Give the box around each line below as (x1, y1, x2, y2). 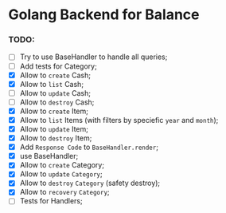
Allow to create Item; (19, 106, 89, 116)
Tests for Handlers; (19, 196, 83, 206)
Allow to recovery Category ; (19, 187, 110, 197)
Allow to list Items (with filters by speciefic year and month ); (19, 115, 219, 124)
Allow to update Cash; (19, 88, 92, 97)
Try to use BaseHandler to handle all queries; (19, 52, 168, 61)
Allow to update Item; (19, 124, 89, 133)
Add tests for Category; (19, 61, 97, 71)
